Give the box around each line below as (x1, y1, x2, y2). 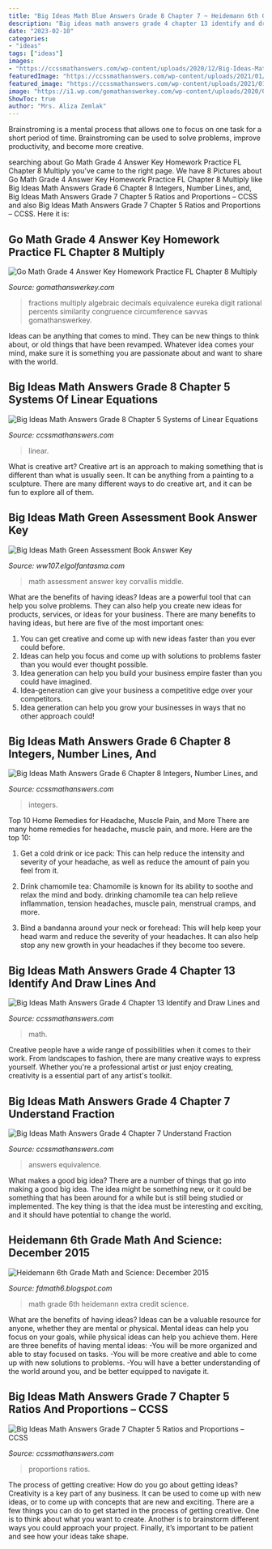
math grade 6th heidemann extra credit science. (28, 1299, 189, 1308)
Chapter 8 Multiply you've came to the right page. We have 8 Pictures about (8, 166, 262, 176)
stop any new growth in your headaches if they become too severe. (19, 941, 245, 950)
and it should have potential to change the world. (8, 1210, 172, 1219)
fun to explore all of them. (8, 487, 95, 497)
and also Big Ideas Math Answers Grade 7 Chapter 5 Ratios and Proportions (8, 200, 261, 211)
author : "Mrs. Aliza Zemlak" (8, 102, 107, 110)
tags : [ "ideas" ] (8, 49, 63, 58)
